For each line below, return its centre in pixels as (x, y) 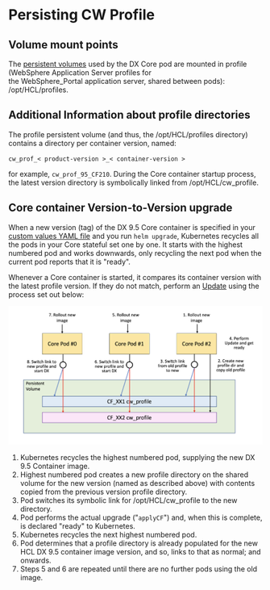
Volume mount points (63, 45)
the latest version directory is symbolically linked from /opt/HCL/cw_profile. (134, 182)
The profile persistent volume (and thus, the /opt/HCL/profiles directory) (128, 134)
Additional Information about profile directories (130, 115)
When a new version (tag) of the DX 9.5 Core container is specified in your (132, 227)
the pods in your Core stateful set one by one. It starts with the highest (126, 245)
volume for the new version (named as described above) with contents (137, 483)
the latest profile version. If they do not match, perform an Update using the (134, 286)
